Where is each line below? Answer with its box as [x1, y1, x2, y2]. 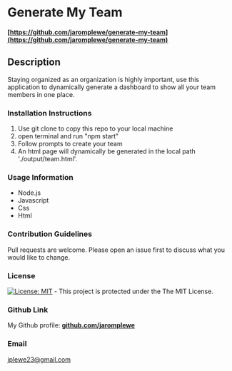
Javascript [17, 196, 49, 205]
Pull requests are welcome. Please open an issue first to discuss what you [7, 245, 226, 254]
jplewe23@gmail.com [7, 355, 71, 364]
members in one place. [7, 90, 75, 98]
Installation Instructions [7, 108, 92, 118]
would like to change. [7, 253, 70, 261]
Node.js [17, 188, 41, 197]
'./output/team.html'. [17, 155, 78, 163]
